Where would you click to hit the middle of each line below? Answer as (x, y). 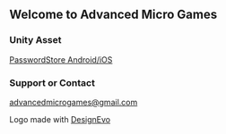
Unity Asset (35, 40)
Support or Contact (52, 82)
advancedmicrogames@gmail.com (74, 102)
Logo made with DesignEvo (60, 119)
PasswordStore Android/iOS (61, 59)
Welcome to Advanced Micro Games (113, 15)
